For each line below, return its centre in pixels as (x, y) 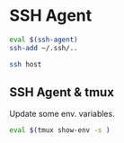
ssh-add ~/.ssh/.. (44, 48)
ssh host (26, 64)
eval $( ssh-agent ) (44, 40)
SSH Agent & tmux (62, 92)
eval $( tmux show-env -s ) (60, 130)
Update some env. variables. (62, 114)
